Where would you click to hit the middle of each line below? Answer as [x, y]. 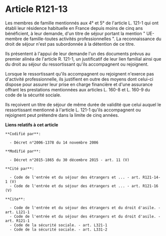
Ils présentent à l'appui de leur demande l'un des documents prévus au [78, 54]
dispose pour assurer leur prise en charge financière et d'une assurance [79, 84]
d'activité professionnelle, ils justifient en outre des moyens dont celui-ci [79, 79]
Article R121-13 [36, 9]
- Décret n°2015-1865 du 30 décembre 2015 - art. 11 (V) [70, 160]
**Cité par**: [20, 168]
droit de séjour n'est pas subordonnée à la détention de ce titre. [70, 44]
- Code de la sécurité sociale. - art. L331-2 [58, 230]
